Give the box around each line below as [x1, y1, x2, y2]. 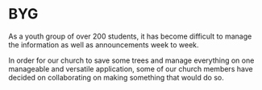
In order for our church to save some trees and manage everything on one [8, 55, 255, 65]
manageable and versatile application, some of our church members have [8, 63, 253, 73]
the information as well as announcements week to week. [8, 39, 199, 49]
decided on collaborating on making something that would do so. [8, 72, 224, 82]
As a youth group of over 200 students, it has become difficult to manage [8, 31, 252, 41]
